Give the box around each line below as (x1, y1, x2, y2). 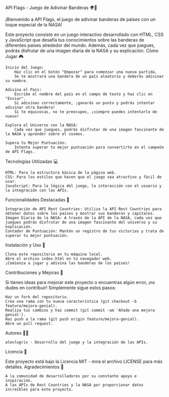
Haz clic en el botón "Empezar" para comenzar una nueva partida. (14, 69, 157, 74)
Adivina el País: (5, 87, 42, 92)
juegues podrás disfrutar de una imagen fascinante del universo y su (5, 220, 157, 225)
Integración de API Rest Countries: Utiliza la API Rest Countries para (5, 207, 162, 212)
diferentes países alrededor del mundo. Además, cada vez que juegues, (5, 43, 155, 48)
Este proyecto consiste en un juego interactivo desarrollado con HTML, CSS (5, 31, 164, 37)
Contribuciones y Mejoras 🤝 (5, 269, 63, 275)
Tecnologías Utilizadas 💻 (5, 158, 58, 164)
